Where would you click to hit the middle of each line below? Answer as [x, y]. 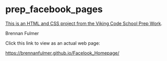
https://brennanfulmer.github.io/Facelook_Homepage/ [62, 53]
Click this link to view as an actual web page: [53, 43]
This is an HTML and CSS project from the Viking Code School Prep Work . [84, 23]
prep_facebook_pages [54, 9]
